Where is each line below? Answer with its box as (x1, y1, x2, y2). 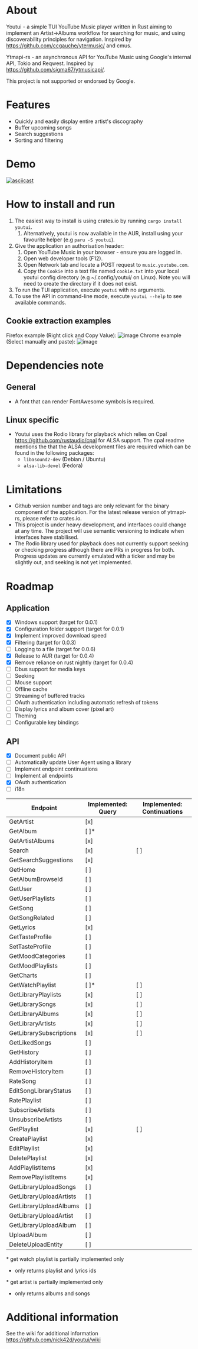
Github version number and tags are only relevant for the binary (14, 502, 170, 509)
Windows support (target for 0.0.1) (14, 619, 98, 626)
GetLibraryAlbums (9, 1010, 60, 1018)
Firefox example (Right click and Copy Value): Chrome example (6, 332, 181, 339)
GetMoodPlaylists (9, 962, 58, 970)
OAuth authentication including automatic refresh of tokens (14, 699, 159, 706)
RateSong (9, 1077, 37, 1085)
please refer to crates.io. (22, 515, 82, 522)
